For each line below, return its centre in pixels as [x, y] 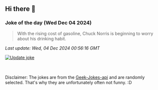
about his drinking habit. [41, 38]
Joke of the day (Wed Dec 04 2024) [48, 23]
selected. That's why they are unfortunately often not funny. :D [68, 82]
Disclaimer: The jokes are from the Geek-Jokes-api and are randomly [75, 77]
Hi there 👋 [20, 9]
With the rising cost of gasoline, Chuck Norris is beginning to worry [85, 33]
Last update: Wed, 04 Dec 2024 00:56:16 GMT [53, 48]
